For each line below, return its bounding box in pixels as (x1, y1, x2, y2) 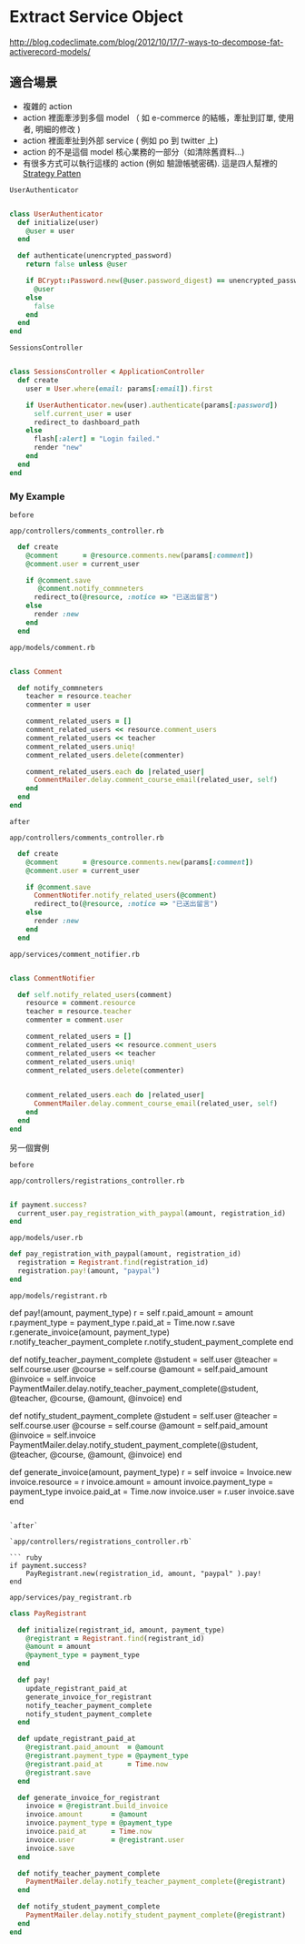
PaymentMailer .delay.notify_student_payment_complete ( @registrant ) (25, 1910, 286, 1920)
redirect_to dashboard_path (33, 417, 141, 427)
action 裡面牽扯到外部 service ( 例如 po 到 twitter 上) (22, 135, 219, 146)
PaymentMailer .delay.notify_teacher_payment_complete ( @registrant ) (25, 1878, 286, 1887)
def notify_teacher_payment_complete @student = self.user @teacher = (9, 1354, 279, 1365)
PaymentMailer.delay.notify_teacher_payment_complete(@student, (9, 1382, 259, 1394)
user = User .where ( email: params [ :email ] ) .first (25, 384, 213, 393)
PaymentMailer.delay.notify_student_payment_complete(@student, (9, 1439, 259, 1450)
